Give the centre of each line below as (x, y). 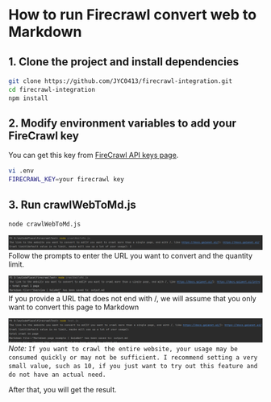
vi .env (21, 171)
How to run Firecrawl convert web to (132, 15)
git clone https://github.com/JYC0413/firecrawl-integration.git (120, 81)
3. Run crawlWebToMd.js (73, 204)
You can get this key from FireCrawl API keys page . (94, 155)
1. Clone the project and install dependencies (124, 62)
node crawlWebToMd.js (45, 224)
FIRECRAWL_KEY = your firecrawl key (67, 180)
